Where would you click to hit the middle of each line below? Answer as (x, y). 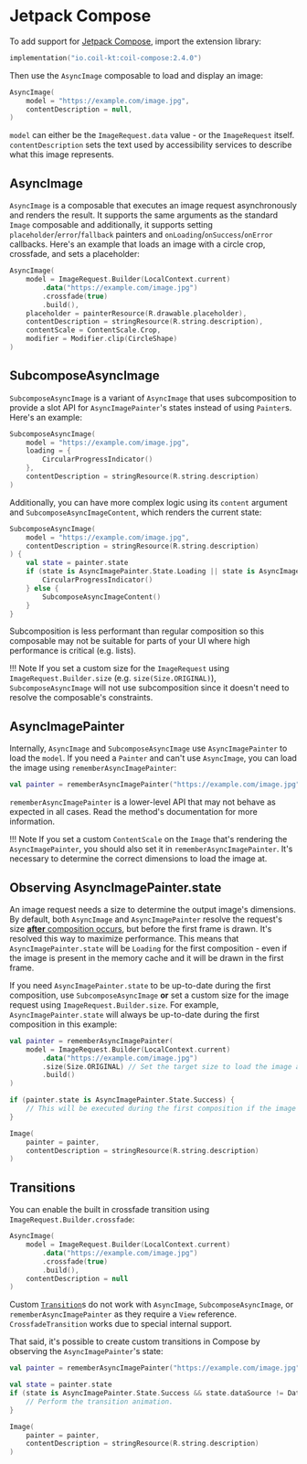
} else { (42, 588)
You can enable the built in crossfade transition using (110, 1210)
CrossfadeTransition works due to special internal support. (121, 1324)
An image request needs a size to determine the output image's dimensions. (153, 909)
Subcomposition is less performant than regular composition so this (137, 631)
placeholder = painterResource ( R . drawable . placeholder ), (137, 313)
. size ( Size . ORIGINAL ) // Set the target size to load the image (167, 1066)
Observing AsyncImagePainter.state (116, 887)
